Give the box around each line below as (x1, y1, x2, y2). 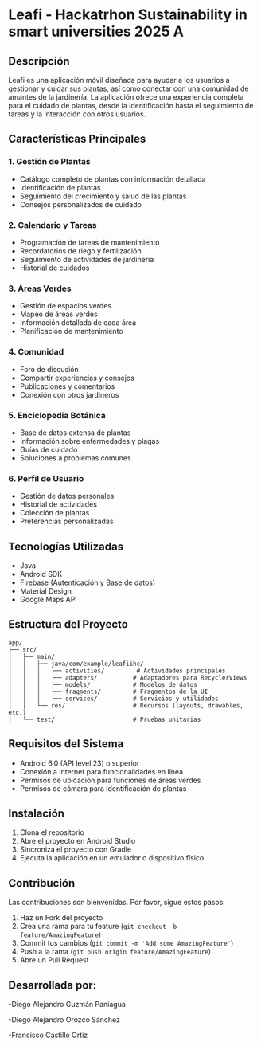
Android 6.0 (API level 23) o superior (19, 758, 140, 768)
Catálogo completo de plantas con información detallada (19, 174, 206, 184)
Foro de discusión (19, 364, 80, 374)
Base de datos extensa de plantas (19, 428, 131, 437)
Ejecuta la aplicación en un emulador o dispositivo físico (19, 853, 205, 863)
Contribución (8, 876, 76, 890)
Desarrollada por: (8, 978, 97, 992)
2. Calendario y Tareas (8, 219, 97, 230)
